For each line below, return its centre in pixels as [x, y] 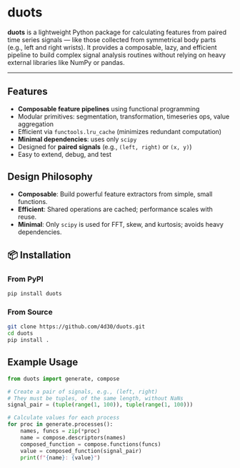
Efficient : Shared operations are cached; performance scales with [115, 209]
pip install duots [35, 294]
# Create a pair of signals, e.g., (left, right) [83, 392]
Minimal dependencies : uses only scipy [77, 139]
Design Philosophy [50, 177]
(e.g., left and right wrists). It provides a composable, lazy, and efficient [112, 47]
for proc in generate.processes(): [60, 424]
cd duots [20, 334]
